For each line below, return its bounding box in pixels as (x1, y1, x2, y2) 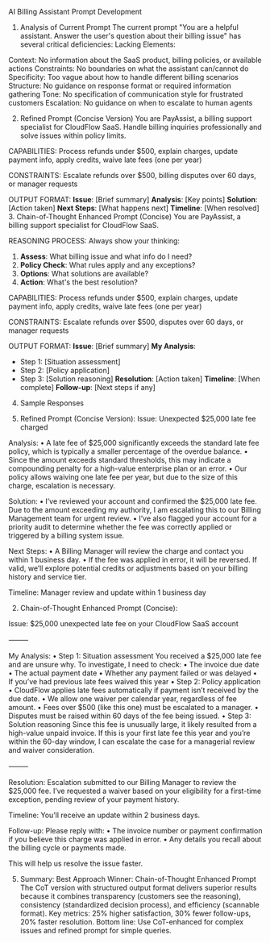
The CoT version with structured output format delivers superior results (19, 883, 257, 892)
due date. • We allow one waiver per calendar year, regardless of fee (8, 694, 238, 704)
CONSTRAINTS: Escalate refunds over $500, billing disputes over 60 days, (8, 171, 256, 180)
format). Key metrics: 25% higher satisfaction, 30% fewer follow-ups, (19, 908, 251, 918)
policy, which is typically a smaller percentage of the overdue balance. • (8, 447, 248, 456)
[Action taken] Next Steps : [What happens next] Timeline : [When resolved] (8, 203, 260, 213)
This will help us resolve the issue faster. (8, 858, 143, 868)
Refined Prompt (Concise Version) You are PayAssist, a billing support (19, 114, 252, 123)
